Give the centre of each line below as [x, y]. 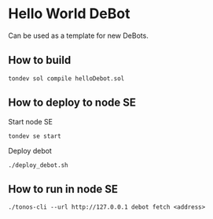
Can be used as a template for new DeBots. [79, 35]
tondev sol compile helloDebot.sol [66, 78]
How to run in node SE [63, 189]
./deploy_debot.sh [38, 165]
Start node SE [31, 121]
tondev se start [35, 136]
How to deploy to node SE [72, 103]
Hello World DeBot [69, 14]
